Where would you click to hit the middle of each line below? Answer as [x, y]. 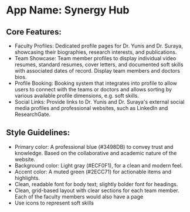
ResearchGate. [33, 114]
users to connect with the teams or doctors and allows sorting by [93, 89]
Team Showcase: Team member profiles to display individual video [95, 58]
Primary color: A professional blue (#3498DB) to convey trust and [94, 146]
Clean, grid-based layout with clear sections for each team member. [97, 190]
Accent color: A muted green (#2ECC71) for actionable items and [93, 172]
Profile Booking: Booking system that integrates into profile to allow [96, 83]
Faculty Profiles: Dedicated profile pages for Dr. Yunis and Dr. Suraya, [99, 46]
